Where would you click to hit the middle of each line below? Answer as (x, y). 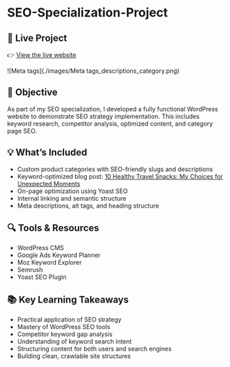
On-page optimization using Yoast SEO (72, 191)
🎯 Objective (32, 92)
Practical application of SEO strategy (69, 320)
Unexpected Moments (49, 183)
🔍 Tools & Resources (53, 228)
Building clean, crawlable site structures (74, 356)
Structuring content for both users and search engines (94, 349)
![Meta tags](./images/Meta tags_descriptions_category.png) (93, 71)
